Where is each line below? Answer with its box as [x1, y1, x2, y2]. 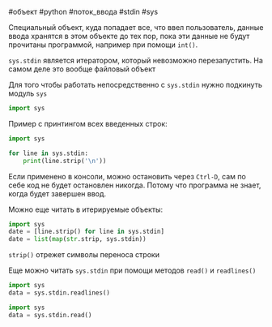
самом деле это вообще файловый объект [8, 64, 156, 74]
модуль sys [8, 88, 48, 98]
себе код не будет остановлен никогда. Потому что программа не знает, [8, 180, 261, 190]
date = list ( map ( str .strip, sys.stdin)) [8, 235, 147, 243]
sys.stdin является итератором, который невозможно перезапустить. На [8, 56, 263, 65]
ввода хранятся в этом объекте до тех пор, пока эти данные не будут [8, 32, 250, 41]
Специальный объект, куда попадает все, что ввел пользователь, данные [8, 23, 264, 32]
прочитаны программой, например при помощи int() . [8, 40, 198, 49]
